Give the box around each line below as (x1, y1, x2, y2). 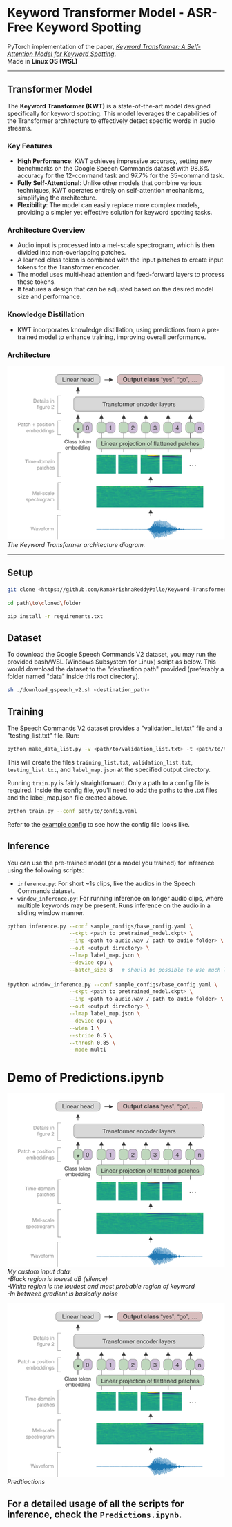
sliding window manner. (17, 908, 85, 916)
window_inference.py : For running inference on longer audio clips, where (17, 894, 224, 902)
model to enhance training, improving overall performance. (39, 333, 206, 341)
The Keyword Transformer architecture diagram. (7, 541, 146, 549)
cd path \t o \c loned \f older (7, 599, 81, 606)
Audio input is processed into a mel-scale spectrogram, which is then (17, 241, 215, 249)
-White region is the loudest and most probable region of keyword (7, 1283, 195, 1291)
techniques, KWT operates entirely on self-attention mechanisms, (17, 186, 204, 195)
